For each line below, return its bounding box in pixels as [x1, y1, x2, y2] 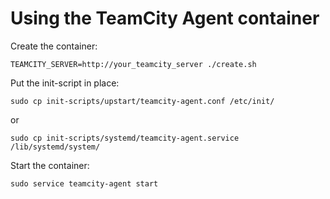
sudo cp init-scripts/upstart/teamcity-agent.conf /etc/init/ [10, 96, 275, 106]
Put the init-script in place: [10, 77, 120, 89]
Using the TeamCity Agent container [10, 7, 320, 30]
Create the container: [10, 40, 98, 52]
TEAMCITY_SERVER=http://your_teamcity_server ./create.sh [10, 59, 257, 69]
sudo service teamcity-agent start [10, 178, 159, 189]
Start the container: [10, 159, 90, 171]
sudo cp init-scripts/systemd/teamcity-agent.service [10, 133, 240, 143]
